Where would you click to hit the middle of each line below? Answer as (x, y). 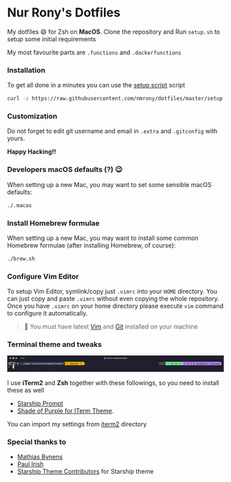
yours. (16, 138)
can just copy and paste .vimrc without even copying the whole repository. (113, 299)
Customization (32, 116)
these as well (26, 390)
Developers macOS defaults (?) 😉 (65, 170)
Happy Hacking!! (32, 152)
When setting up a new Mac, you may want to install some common (103, 238)
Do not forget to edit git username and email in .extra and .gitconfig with (112, 131)
